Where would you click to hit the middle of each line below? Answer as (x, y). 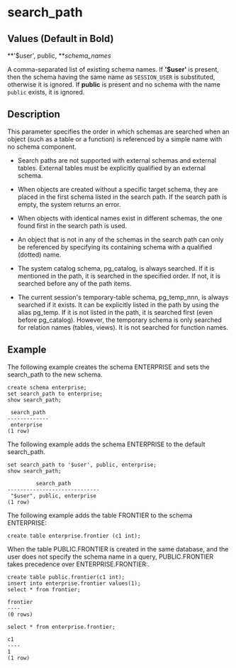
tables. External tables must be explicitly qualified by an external (112, 168)
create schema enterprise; (47, 387)
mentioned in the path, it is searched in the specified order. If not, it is (119, 276)
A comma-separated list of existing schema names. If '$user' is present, (113, 69)
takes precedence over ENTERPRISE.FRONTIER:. (79, 564)
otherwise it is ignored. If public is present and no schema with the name (114, 85)
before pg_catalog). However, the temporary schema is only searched (119, 320)
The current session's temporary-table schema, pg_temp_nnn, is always (123, 297)
